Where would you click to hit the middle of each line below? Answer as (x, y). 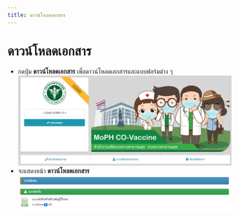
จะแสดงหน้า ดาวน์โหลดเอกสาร (54, 171)
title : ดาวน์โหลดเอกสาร (37, 15)
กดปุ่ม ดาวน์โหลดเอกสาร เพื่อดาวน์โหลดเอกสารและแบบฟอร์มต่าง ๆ (95, 71)
